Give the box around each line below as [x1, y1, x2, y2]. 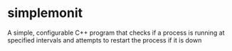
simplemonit [7, 5, 83, 21]
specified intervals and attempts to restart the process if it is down [7, 35, 202, 44]
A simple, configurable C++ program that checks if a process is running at [7, 28, 225, 37]
